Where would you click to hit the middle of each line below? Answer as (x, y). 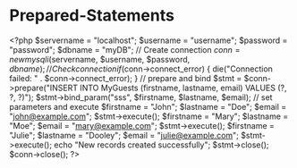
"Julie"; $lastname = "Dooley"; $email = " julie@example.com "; (124, 135)
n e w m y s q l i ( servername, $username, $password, (100, 59)
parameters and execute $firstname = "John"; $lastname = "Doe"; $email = (148, 106)
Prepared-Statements (92, 16)
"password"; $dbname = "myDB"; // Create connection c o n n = (125, 49)
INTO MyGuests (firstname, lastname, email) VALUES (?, (183, 88)
